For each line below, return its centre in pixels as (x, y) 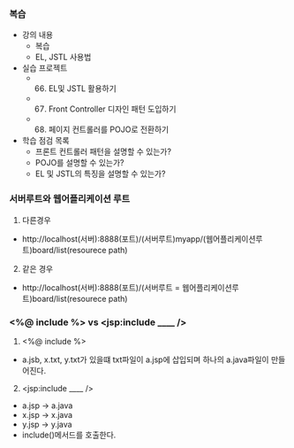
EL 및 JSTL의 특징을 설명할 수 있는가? (100, 174)
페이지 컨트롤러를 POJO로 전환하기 (109, 129)
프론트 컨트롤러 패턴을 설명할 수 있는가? (103, 151)
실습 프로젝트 (45, 68)
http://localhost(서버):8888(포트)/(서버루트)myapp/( (114, 239)
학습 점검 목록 (45, 141)
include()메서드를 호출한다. (69, 435)
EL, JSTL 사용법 (63, 57)
